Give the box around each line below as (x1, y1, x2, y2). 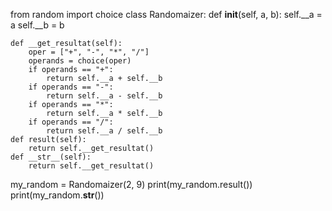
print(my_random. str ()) (10, 189, 105, 201)
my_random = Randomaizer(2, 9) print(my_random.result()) (10, 179, 253, 190)
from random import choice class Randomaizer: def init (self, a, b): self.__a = (10, 9, 323, 20)
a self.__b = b (10, 19, 65, 31)
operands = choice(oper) (28, 56, 132, 66)
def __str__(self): (10, 152, 92, 162)
